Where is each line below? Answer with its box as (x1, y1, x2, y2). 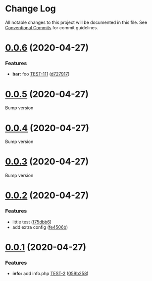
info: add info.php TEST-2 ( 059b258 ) (12, 271, 89, 277)
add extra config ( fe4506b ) (12, 224, 68, 230)
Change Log (5, 3, 56, 14)
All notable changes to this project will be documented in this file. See (5, 19, 148, 25)
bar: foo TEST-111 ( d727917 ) (12, 71, 70, 77)
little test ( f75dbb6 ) (12, 219, 52, 225)
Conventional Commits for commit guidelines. (5, 24, 98, 30)
